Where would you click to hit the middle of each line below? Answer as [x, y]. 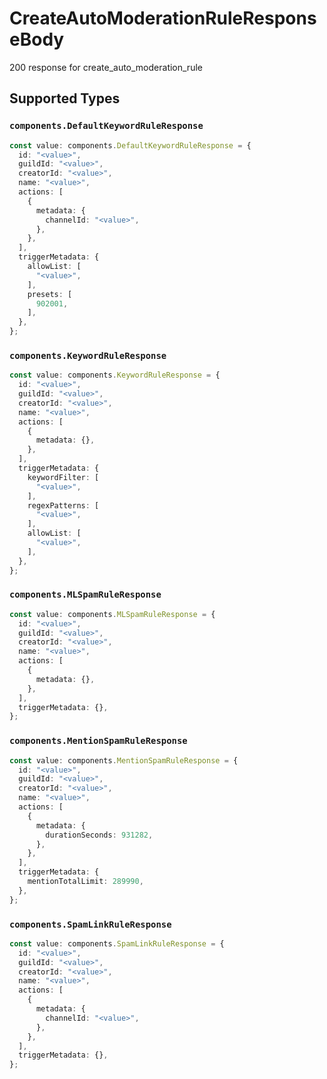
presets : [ [50, 294]
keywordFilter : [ [63, 477]
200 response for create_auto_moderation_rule [106, 67]
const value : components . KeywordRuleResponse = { [115, 375]
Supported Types [65, 98]
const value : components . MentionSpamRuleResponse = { [124, 760]
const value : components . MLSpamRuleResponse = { [112, 614]
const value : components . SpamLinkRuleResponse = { [117, 943]
